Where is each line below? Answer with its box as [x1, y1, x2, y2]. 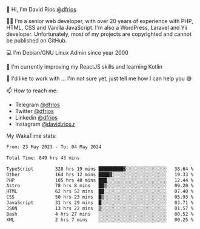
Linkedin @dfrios [15, 114, 58, 121]
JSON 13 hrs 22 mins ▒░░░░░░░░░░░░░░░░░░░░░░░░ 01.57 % [6, 205, 194, 211]
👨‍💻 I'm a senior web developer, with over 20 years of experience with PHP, [6, 18, 193, 24]
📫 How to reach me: [6, 87, 58, 94]
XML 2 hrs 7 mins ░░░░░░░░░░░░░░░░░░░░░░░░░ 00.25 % [6, 216, 194, 223]
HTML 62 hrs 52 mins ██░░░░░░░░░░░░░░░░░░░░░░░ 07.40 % [6, 188, 194, 194]
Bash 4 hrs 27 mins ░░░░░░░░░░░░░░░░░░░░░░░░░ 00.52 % [6, 211, 194, 217]
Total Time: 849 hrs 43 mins [6, 155, 80, 161]
